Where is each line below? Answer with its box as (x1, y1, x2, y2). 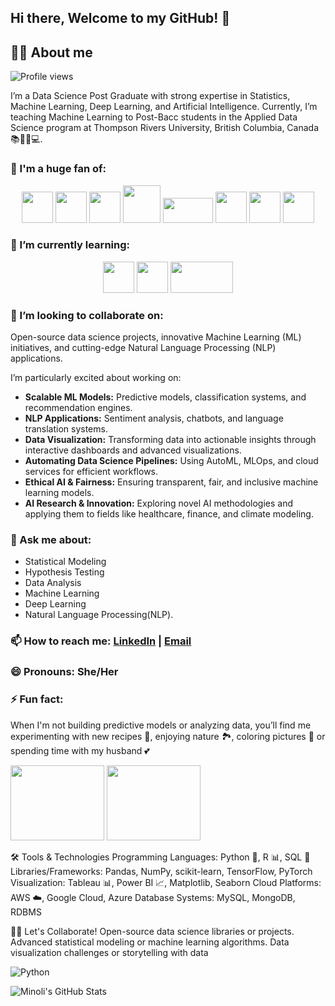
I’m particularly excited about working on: (10, 372, 182, 384)
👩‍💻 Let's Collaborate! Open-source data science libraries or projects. (10, 925, 295, 937)
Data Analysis (24, 577, 82, 589)
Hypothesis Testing (24, 566, 105, 578)
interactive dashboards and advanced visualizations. (24, 444, 242, 456)
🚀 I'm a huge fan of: (10, 162, 107, 176)
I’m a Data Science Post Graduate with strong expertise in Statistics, (10, 90, 291, 102)
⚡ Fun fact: (10, 692, 64, 706)
